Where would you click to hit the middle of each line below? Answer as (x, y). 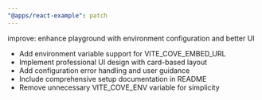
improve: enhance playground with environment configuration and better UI (131, 38)
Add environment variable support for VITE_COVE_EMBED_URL (122, 53)
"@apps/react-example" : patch (58, 15)
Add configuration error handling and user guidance (104, 70)
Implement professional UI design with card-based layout (113, 62)
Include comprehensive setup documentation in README (113, 79)
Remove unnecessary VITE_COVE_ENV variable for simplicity (119, 87)
